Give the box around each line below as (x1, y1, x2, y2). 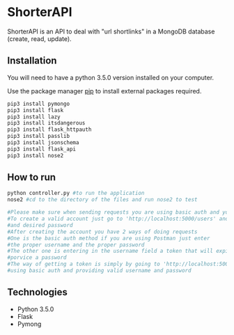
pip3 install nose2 (7, 152, 64, 159)
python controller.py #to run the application (7, 189, 145, 197)
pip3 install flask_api (7, 146, 77, 153)
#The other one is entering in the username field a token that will (7, 248, 214, 255)
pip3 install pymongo (7, 100, 70, 107)
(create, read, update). (7, 34, 72, 42)
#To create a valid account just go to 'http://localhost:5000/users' (7, 215, 217, 223)
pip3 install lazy (7, 113, 61, 120)
